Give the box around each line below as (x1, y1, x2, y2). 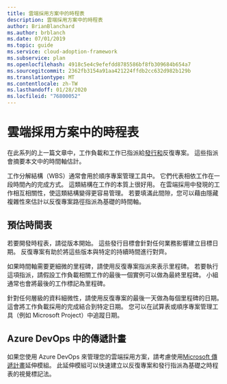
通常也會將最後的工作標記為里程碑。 (7, 279, 109, 287)
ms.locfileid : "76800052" (7, 93, 81, 100)
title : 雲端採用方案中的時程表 (7, 10, 85, 17)
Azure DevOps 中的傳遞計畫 (7, 333, 126, 345)
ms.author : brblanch (7, 29, 66, 36)
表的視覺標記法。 (7, 370, 55, 378)
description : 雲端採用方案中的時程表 (7, 16, 103, 23)
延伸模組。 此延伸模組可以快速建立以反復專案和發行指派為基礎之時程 (25, 361, 219, 369)
